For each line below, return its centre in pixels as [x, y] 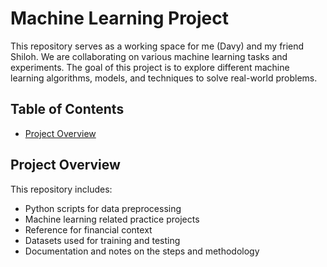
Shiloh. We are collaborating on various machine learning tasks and [149, 56]
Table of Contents [67, 109]
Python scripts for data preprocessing [103, 208]
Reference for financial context [88, 229]
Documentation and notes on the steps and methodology [142, 251]
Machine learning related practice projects [112, 219]
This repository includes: [61, 189]
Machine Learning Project [120, 18]
